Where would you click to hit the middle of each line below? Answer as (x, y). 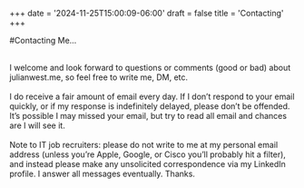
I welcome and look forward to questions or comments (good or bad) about (150, 68)
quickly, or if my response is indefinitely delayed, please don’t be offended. (150, 106)
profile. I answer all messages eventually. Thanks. (102, 173)
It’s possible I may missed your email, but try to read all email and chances (148, 116)
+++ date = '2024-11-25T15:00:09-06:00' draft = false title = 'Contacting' (147, 13)
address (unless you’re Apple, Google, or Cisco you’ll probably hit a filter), (147, 154)
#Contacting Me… (43, 40)
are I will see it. (37, 125)
